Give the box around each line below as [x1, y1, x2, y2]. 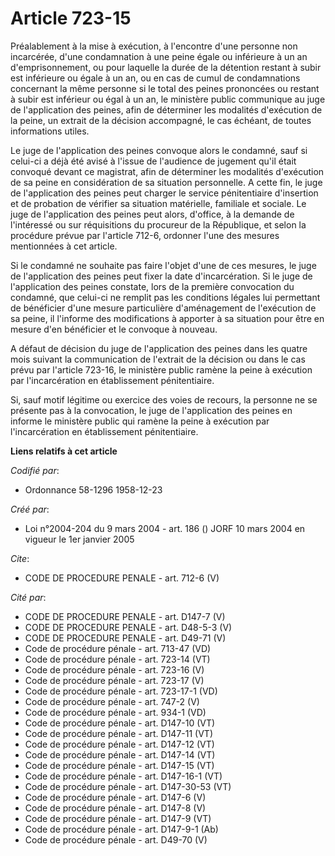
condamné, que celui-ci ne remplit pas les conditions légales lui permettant [10, 291, 321, 303]
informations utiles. [10, 125, 90, 137]
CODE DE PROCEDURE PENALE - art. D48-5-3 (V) [24, 621, 233, 633]
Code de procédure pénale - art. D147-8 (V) [24, 802, 207, 814]
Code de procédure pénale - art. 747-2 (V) [24, 695, 200, 707]
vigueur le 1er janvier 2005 [24, 533, 135, 545]
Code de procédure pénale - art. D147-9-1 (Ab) [24, 823, 219, 835]
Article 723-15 [10, 7, 132, 30]
